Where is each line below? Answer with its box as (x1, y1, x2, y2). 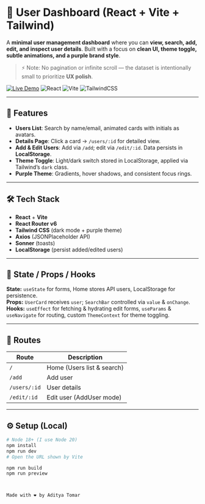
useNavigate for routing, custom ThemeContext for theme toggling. (6, 311, 170, 319)
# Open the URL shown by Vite (6, 454, 84, 460)
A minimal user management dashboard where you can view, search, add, (6, 39, 197, 46)
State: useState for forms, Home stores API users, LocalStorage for (6, 286, 176, 293)
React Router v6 (15, 220, 57, 227)
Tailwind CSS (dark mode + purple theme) (15, 226, 122, 234)
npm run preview (6, 470, 48, 476)
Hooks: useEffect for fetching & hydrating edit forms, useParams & (6, 305, 172, 313)
